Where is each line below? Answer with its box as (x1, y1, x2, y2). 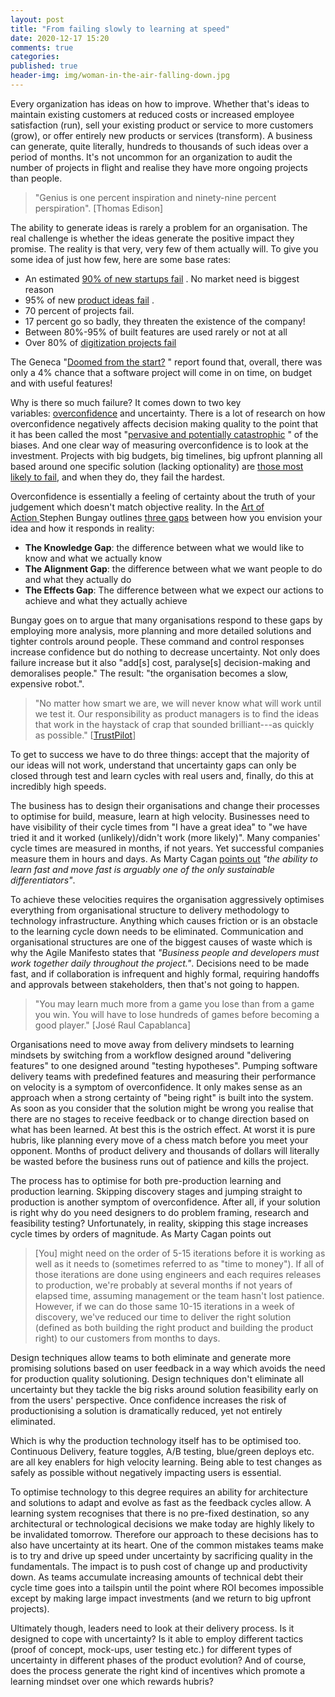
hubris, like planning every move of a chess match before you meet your (10, 1134, 309, 1146)
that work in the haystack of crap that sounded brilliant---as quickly (34, 718, 315, 730)
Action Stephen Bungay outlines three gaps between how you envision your (10, 511, 323, 523)
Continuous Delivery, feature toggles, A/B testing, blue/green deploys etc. (10, 1445, 315, 1457)
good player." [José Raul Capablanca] (34, 1019, 192, 1031)
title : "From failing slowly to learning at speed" (10, 24, 230, 34)
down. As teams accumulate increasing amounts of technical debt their (10, 1571, 304, 1583)
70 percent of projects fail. (24, 304, 135, 316)
